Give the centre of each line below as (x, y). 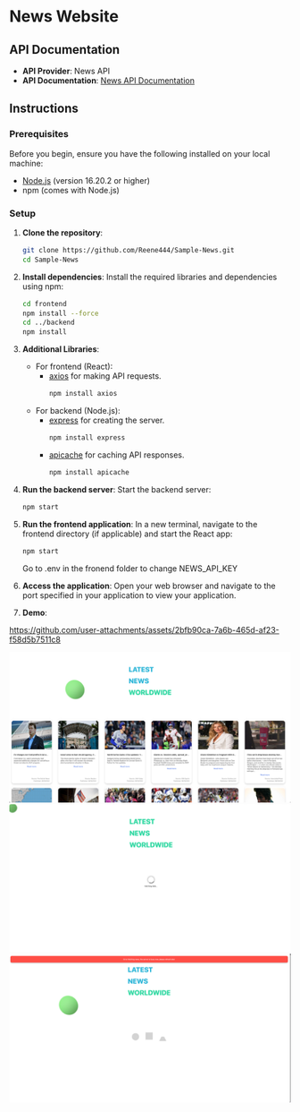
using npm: (43, 286)
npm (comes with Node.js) (71, 190)
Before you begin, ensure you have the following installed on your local (140, 153)
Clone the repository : (62, 232)
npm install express (87, 438)
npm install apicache (89, 472)
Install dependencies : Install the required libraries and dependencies (150, 277)
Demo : (34, 612)
